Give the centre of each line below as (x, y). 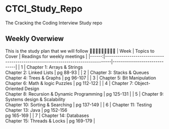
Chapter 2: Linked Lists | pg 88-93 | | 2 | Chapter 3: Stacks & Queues (77, 72)
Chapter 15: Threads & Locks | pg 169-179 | (50, 121)
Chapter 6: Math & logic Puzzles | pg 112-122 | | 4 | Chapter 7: (69, 83)
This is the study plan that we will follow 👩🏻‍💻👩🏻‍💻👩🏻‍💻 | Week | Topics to (80, 51)
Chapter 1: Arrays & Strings (55, 67)
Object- (142, 83)
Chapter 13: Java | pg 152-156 (36, 110)
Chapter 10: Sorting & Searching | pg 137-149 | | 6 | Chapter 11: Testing (79, 105)
